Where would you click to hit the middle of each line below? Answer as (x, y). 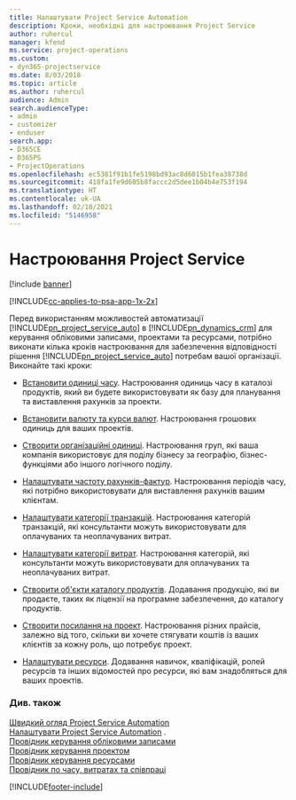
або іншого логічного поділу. (118, 464)
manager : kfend (37, 42)
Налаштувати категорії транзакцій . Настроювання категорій (136, 517)
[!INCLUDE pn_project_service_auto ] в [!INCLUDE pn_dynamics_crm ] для (141, 327)
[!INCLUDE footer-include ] (56, 787)
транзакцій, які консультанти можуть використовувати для (134, 526)
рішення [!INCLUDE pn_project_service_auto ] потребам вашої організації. (145, 356)
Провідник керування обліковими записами (93, 741)
